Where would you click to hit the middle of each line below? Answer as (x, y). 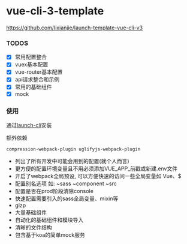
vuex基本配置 (31, 65)
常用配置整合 (31, 57)
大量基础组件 (31, 212)
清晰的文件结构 (33, 227)
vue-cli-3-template (55, 11)
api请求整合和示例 (37, 80)
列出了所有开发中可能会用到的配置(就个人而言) (72, 161)
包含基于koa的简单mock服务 (50, 234)
